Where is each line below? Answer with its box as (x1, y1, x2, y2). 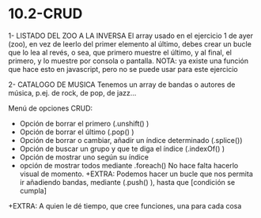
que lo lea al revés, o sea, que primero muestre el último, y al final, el (8, 47, 232, 57)
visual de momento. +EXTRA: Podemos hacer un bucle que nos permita (19, 169, 253, 179)
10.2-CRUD (8, 5, 83, 23)
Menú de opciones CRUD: (8, 103, 93, 113)
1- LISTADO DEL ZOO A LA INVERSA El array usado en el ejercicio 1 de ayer (8, 31, 254, 40)
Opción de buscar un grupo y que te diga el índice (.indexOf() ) (19, 144, 225, 153)
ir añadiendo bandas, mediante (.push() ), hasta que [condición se (19, 177, 236, 186)
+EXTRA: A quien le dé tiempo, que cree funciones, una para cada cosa (8, 201, 242, 210)
